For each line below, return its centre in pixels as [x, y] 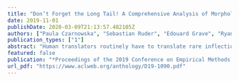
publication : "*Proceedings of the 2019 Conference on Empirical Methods [119, 60]
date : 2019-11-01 [33, 20]
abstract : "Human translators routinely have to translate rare [105, 46]
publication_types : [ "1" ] [46, 40]
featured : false [31, 54]
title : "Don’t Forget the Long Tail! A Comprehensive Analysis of [108, 14]
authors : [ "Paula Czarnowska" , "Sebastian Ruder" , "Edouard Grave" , [111, 33]
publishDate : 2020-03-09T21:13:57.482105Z [71, 27]
